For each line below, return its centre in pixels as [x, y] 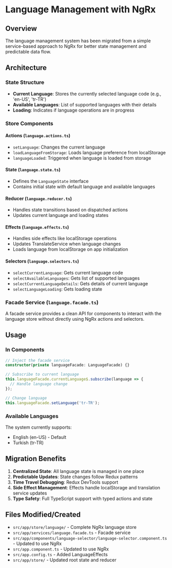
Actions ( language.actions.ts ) [38, 136]
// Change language [26, 398]
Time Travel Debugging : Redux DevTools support [65, 482]
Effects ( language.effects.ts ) [37, 227]
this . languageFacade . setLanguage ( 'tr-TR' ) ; [53, 403]
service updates [30, 493]
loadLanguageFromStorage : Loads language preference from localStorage [89, 152]
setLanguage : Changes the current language [59, 147]
